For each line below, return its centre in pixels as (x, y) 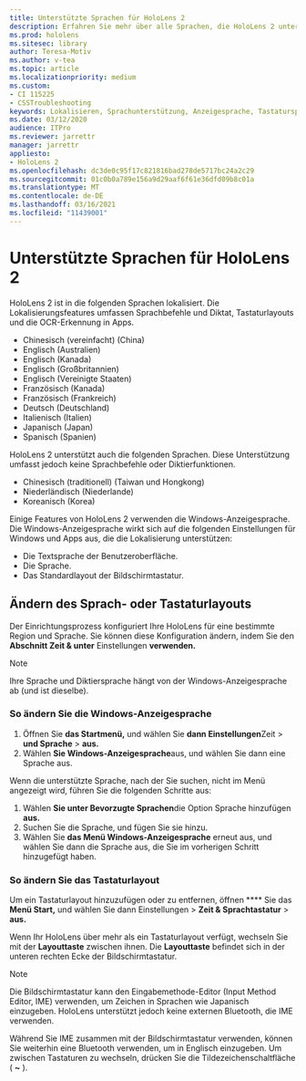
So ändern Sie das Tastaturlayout (85, 879)
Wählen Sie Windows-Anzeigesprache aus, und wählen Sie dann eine (154, 753)
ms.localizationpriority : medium (73, 78)
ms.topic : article (44, 69)
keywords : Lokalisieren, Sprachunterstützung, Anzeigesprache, (132, 111)
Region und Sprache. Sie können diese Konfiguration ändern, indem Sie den (152, 636)
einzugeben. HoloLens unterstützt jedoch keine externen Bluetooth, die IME (151, 1011)
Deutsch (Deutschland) (66, 408)
